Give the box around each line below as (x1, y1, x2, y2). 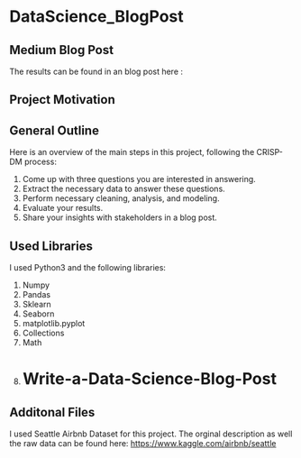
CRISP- (256, 147, 284, 158)
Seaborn (22, 308, 55, 319)
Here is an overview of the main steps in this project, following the (9, 147, 255, 158)
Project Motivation (9, 92, 115, 107)
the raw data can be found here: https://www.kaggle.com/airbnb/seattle (9, 438, 277, 449)
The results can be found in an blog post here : (9, 66, 183, 77)
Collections (22, 327, 65, 339)
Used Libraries (9, 238, 93, 253)
